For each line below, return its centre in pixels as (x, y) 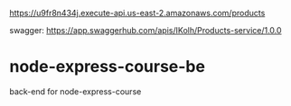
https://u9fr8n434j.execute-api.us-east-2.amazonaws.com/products (137, 13)
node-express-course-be (108, 67)
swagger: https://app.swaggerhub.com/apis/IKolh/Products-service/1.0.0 (145, 30)
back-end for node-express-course (75, 91)
